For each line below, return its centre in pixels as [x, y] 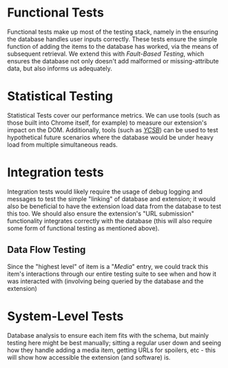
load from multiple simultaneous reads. [63, 144]
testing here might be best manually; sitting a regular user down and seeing [114, 343]
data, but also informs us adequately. [60, 68]
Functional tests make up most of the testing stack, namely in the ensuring [113, 32]
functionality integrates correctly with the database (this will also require [110, 221]
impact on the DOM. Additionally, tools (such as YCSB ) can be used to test [113, 130]
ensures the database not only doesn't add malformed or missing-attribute [113, 61]
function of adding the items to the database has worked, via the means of [113, 46]
